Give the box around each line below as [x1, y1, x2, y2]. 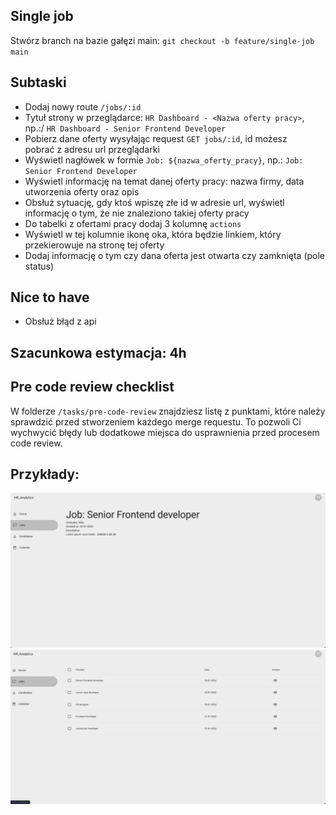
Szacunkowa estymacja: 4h [10, 344, 187, 361]
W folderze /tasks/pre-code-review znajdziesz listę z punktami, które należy [10, 405, 326, 417]
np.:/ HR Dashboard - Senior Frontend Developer [24, 122, 227, 134]
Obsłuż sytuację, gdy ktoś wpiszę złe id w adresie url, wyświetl [24, 196, 285, 208]
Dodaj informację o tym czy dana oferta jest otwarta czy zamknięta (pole [24, 249, 326, 261]
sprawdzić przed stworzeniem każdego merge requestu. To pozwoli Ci [10, 415, 302, 428]
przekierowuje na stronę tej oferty [24, 239, 165, 251]
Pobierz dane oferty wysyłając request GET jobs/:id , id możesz [24, 132, 288, 144]
